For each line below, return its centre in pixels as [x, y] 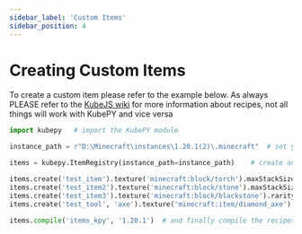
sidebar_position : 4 [48, 26]
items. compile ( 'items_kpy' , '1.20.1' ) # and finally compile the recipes [152, 221]
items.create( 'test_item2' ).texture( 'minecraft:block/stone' [126, 187]
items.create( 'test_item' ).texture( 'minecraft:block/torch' [124, 179]
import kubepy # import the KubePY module [94, 131]
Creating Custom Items [98, 70]
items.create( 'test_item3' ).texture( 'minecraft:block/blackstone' [136, 195]
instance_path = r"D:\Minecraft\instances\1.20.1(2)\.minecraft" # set [148, 147]
